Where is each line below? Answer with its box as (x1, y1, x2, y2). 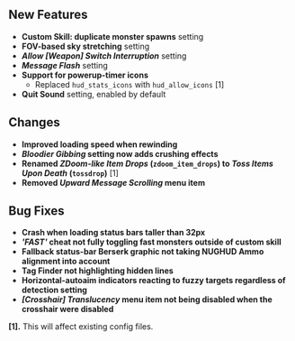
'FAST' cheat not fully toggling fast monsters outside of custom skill (21, 236, 282, 247)
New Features (8, 7, 88, 23)
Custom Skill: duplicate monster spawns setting (21, 31, 204, 41)
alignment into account (21, 256, 111, 267)
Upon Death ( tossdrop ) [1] (21, 167, 119, 179)
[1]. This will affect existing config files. (8, 321, 154, 332)
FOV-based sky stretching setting (21, 41, 150, 51)
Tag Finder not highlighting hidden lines (21, 265, 174, 276)
